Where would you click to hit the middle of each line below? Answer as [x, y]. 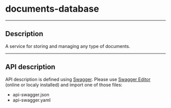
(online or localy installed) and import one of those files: [64, 85]
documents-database [52, 9]
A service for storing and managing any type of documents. [68, 46]
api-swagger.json [31, 94]
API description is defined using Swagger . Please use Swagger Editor [78, 79]
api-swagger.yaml [32, 100]
